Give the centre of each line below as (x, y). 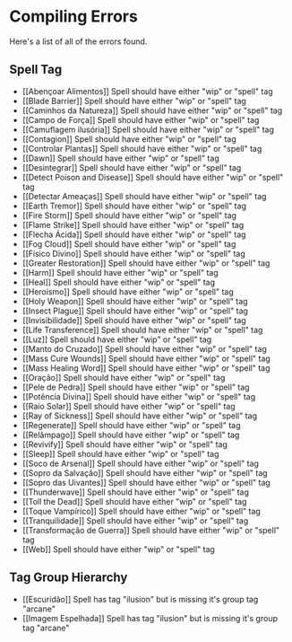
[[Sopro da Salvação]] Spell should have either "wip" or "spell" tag (145, 472)
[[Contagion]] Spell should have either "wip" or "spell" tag (129, 139)
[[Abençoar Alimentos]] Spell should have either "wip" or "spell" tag (147, 91)
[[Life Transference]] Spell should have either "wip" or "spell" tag (142, 330)
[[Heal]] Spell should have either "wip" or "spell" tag (118, 282)
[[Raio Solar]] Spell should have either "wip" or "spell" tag (129, 406)
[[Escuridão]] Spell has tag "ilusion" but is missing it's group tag (140, 599)
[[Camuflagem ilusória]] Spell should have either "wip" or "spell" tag (148, 129)
